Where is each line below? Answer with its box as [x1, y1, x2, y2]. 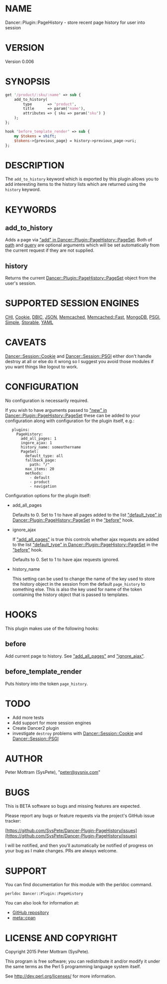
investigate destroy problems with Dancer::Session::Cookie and [12, 730, 143, 736]
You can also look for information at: [5, 900, 80, 906]
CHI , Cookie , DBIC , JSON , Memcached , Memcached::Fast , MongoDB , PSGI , [5, 314, 161, 320]
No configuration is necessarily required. [5, 398, 88, 403]
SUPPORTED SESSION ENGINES [5, 298, 139, 309]
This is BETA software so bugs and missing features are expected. [5, 803, 141, 809]
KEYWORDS [5, 204, 57, 215]
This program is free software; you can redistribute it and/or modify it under [5, 958, 161, 964]
